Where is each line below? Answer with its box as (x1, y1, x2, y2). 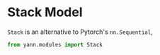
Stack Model (7, 4, 83, 20)
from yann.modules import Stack (7, 41, 103, 48)
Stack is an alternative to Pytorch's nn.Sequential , (7, 28, 154, 36)
